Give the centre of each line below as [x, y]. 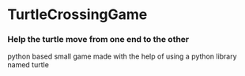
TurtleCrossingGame [77, 15]
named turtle [28, 65]
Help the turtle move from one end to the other [98, 40]
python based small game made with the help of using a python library [122, 56]
